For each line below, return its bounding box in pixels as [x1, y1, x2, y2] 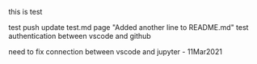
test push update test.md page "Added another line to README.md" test [8, 23, 249, 32]
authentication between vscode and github [8, 32, 151, 41]
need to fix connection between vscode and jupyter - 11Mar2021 [8, 47, 222, 56]
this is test [8, 7, 43, 16]
